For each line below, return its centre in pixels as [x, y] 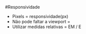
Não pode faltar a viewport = [41, 22]
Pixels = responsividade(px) [40, 16]
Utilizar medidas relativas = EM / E [47, 27]
